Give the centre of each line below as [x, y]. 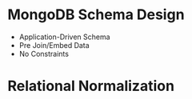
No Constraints [44, 53]
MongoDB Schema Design [96, 15]
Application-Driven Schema [64, 37]
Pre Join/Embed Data [54, 45]
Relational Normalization [91, 86]
